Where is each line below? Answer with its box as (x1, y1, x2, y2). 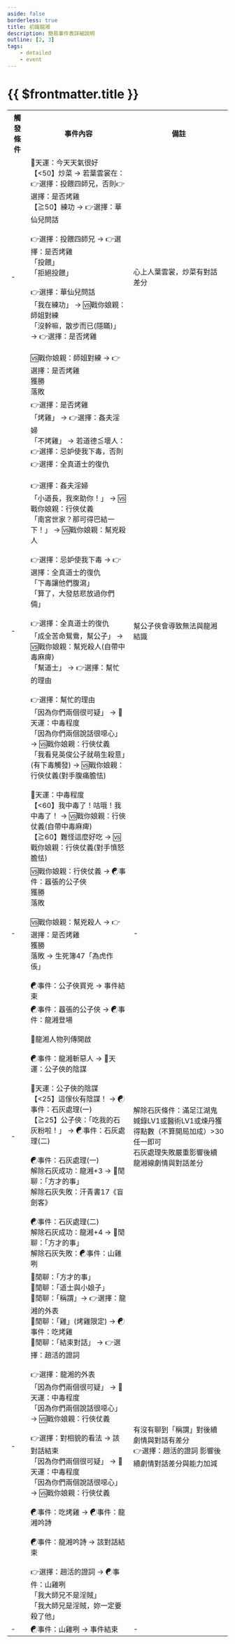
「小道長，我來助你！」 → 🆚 (30, 493, 126, 503)
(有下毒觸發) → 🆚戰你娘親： (30, 760, 124, 769)
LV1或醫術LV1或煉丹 (147, 1115, 215, 1125)
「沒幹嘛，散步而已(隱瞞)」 (30, 321, 120, 331)
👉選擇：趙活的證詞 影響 (133, 1445, 215, 1455)
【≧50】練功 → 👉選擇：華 (30, 201, 122, 211)
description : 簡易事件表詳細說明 (7, 29, 96, 37)
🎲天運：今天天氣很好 (30, 157, 99, 167)
